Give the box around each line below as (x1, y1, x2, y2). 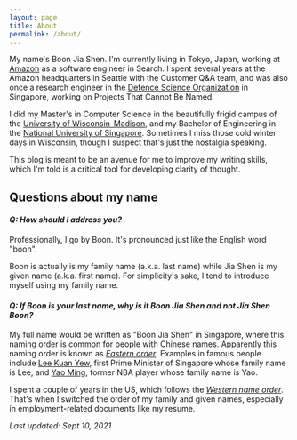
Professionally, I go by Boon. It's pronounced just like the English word (9, 234, 267, 244)
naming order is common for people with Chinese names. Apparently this (9, 339, 277, 349)
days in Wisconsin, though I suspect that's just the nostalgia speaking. (9, 137, 267, 148)
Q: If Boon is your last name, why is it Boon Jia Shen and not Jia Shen (9, 300, 271, 311)
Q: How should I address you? (9, 214, 123, 225)
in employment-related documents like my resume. (9, 404, 196, 414)
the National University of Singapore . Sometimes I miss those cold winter (9, 128, 277, 139)
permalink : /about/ (9, 29, 82, 38)
